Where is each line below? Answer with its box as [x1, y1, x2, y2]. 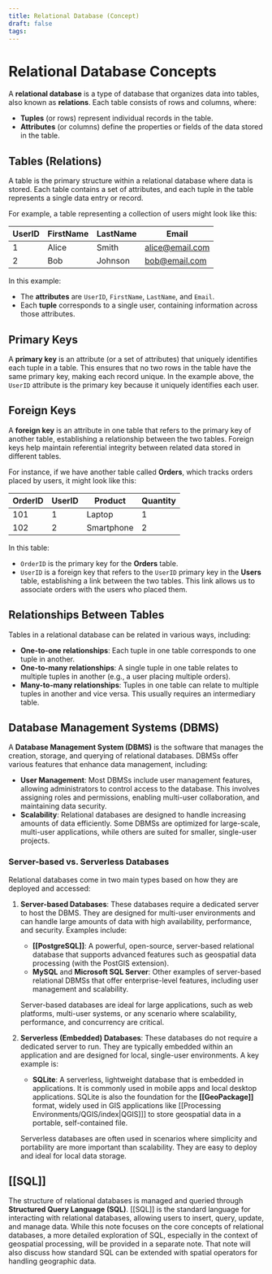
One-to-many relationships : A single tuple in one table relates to [19, 662, 239, 672]
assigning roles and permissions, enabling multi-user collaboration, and [19, 792, 260, 802]
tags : [8, 27, 27, 35]
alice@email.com [145, 242, 210, 253]
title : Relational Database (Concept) [8, 11, 140, 20]
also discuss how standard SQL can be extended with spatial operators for [8, 1248, 258, 1258]
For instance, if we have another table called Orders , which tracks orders [8, 467, 253, 477]
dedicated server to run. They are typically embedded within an [19, 1041, 233, 1051]
